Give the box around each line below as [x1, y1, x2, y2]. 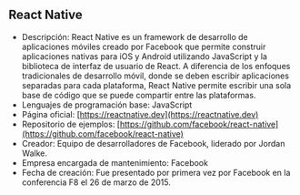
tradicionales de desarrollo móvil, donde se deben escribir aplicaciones [21, 70, 290, 81]
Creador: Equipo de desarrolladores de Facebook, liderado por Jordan [21, 138, 285, 149]
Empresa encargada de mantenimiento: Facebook [21, 157, 208, 168]
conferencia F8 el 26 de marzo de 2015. [21, 177, 172, 188]
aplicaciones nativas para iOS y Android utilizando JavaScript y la [21, 50, 267, 62]
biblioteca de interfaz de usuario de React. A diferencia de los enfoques [21, 60, 291, 71]
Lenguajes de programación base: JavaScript [21, 99, 193, 110]
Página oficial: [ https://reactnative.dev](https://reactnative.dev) [21, 108, 259, 119]
